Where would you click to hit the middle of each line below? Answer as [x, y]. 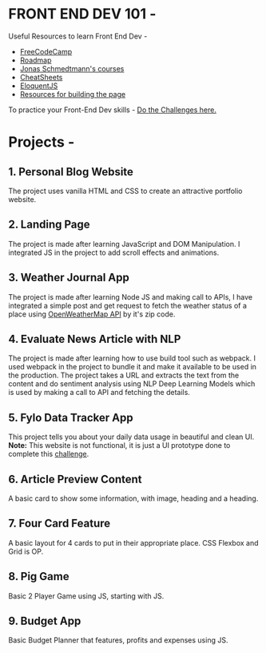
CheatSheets [41, 77]
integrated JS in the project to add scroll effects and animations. [114, 252]
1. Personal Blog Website [71, 172]
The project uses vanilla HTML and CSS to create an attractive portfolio [125, 191]
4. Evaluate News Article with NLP [95, 339]
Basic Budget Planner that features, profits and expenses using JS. [118, 640]
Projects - [42, 142]
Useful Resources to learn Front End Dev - [78, 36]
